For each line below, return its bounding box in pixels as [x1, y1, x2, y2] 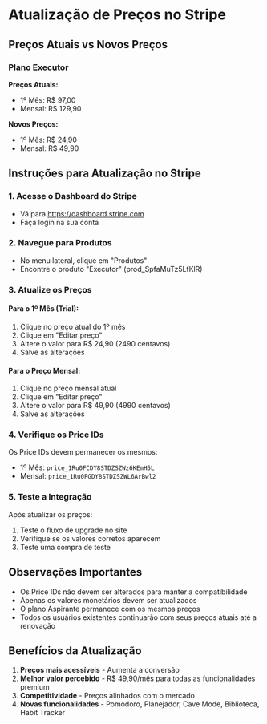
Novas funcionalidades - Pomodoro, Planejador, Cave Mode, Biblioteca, [19, 699, 260, 709]
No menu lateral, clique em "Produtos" [19, 255, 148, 265]
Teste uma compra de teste [19, 542, 111, 552]
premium [19, 682, 50, 692]
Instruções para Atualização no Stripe [8, 167, 202, 180]
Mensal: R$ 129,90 [19, 103, 82, 113]
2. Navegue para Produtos [8, 237, 112, 249]
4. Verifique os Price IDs [8, 429, 104, 440]
